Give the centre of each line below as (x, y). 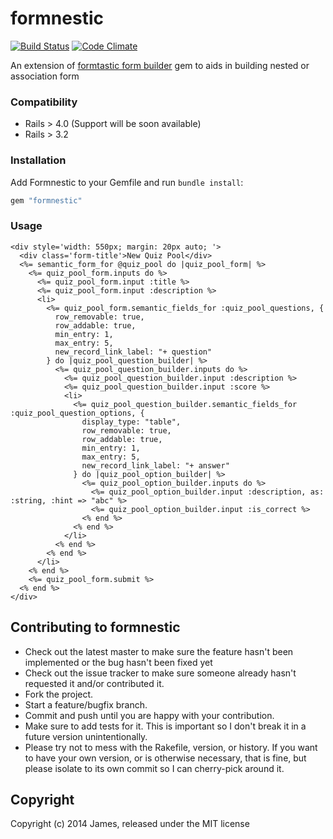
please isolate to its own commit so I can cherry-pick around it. (154, 768)
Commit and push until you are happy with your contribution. (149, 715)
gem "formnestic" (46, 200)
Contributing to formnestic (95, 627)
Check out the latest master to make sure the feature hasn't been (159, 651)
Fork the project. (59, 694)
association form (45, 76)
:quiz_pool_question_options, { (77, 413)
